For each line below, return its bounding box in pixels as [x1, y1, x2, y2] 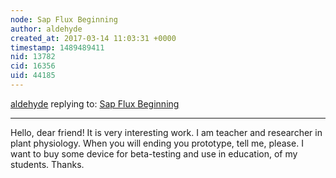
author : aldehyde [10, 24, 83, 34]
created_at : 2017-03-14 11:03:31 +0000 [10, 33, 177, 43]
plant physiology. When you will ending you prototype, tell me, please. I [10, 137, 304, 149]
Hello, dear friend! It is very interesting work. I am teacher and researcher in [10, 126, 323, 138]
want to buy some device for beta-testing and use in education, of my [10, 147, 298, 160]
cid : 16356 [10, 61, 56, 71]
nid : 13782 [10, 52, 56, 62]
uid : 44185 [10, 71, 56, 81]
